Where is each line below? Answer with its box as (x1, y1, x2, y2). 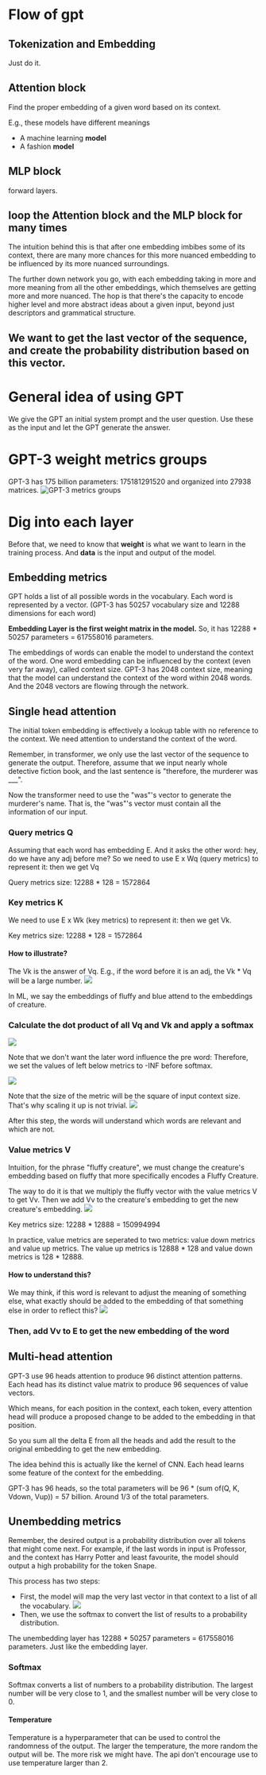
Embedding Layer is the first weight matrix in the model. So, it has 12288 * (8, 624, 258, 633)
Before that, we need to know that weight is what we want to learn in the (8, 539, 246, 549)
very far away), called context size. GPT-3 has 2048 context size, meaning (8, 665, 253, 675)
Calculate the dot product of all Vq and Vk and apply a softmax (8, 1019, 254, 1031)
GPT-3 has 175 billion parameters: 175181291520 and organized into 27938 (8, 477, 252, 486)
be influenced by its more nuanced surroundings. (8, 259, 170, 269)
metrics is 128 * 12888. (8, 1251, 84, 1261)
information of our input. (8, 807, 88, 817)
